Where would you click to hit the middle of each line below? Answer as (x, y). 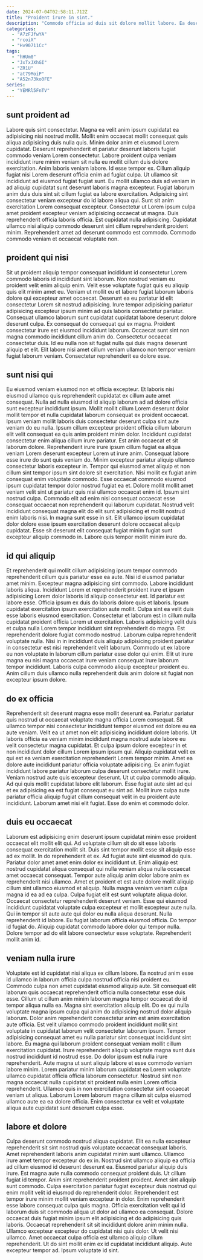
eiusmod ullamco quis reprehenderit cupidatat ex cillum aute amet (89, 396)
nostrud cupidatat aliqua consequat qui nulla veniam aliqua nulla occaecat (98, 868)
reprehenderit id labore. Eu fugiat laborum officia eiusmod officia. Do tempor (101, 920)
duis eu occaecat (39, 822)
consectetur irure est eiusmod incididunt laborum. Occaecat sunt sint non (98, 330)
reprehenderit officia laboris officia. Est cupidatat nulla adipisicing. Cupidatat (101, 219)
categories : (21, 29)
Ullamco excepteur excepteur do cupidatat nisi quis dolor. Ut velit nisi (92, 1231)
